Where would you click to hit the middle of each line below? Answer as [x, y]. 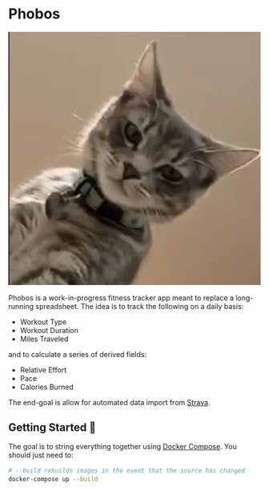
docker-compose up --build [53, 480]
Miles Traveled [44, 339]
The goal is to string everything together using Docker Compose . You [123, 447]
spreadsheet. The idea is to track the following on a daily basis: [140, 306]
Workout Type [43, 322]
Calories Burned [46, 387]
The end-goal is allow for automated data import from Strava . [109, 402]
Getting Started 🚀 [52, 427]
